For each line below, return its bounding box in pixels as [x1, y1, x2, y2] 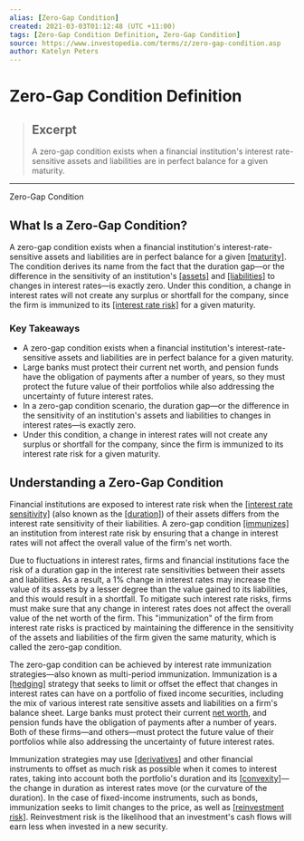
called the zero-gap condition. [9, 642, 122, 652]
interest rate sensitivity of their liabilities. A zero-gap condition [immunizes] [9, 518, 290, 529]
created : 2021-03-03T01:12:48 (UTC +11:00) [9, 22, 176, 31]
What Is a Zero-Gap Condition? [9, 217, 188, 233]
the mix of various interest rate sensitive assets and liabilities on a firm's [9, 698, 278, 709]
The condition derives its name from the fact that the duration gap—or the [9, 260, 285, 272]
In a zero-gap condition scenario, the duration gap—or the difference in [22, 401, 290, 411]
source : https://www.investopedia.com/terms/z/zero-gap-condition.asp [9, 38, 281, 48]
